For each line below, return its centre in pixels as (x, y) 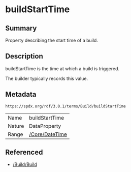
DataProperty (45, 126)
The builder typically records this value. (46, 78)
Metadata (21, 94)
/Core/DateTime (48, 134)
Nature (16, 126)
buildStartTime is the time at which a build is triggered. (62, 68)
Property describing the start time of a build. (52, 40)
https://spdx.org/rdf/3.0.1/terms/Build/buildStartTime (65, 106)
